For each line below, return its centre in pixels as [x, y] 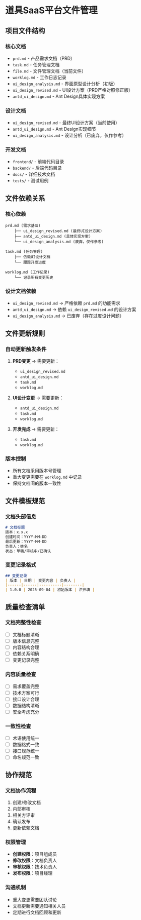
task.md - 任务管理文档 [36, 64]
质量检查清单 [25, 607]
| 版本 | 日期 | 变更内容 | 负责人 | [41, 581]
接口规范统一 [26, 751]
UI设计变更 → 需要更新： [38, 398]
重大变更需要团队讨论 [34, 899]
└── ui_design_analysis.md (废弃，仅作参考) [59, 242]
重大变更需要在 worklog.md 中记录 [47, 477]
